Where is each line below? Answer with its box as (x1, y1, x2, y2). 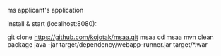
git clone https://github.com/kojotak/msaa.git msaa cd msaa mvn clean (7, 33, 214, 41)
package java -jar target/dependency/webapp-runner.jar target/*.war (7, 41, 208, 48)
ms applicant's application (7, 6, 84, 14)
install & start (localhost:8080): (7, 20, 97, 27)
